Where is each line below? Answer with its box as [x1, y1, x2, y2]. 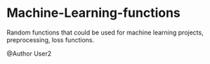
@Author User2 [6, 49, 52, 58]
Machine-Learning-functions [6, 5, 181, 21]
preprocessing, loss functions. [6, 35, 95, 44]
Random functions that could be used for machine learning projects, [6, 28, 204, 37]
